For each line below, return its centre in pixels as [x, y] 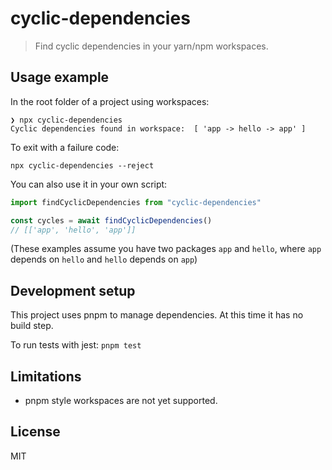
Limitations [46, 376]
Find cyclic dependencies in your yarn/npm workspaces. [151, 46]
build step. [32, 326]
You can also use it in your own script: [89, 184]
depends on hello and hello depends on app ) [104, 259]
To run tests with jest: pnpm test [76, 345]
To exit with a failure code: [65, 147]
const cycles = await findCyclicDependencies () [111, 220]
